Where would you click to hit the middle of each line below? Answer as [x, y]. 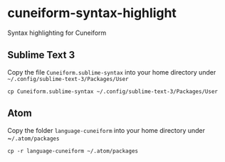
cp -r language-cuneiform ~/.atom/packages [73, 151]
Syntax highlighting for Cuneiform [57, 33]
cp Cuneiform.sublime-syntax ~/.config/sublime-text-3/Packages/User [113, 91]
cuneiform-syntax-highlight [92, 13]
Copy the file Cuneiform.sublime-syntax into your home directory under [112, 72]
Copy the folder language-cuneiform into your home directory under [106, 130]
